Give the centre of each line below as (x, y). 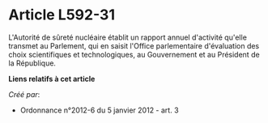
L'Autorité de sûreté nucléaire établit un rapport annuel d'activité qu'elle (128, 37)
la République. (32, 63)
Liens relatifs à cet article (52, 78)
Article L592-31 (62, 15)
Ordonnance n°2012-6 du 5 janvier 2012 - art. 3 (100, 110)
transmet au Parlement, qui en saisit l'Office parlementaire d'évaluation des (134, 45)
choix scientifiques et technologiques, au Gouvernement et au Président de (134, 54)
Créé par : (24, 94)
